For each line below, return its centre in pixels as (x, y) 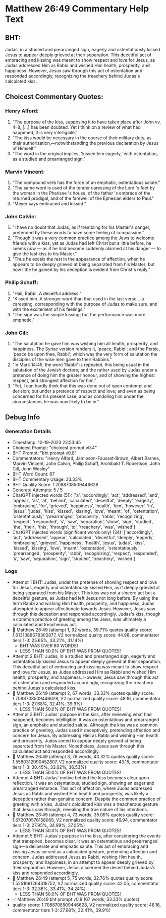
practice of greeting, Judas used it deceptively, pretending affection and (86, 730)
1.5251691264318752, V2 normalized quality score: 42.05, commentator (85, 883)
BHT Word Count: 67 (33, 474)
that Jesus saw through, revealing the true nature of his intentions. (80, 809)
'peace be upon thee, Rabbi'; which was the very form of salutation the (85, 354)
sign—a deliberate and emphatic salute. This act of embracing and (80, 846)
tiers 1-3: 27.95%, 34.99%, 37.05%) (49, 825)
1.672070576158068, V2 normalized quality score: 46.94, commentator (85, 820)
